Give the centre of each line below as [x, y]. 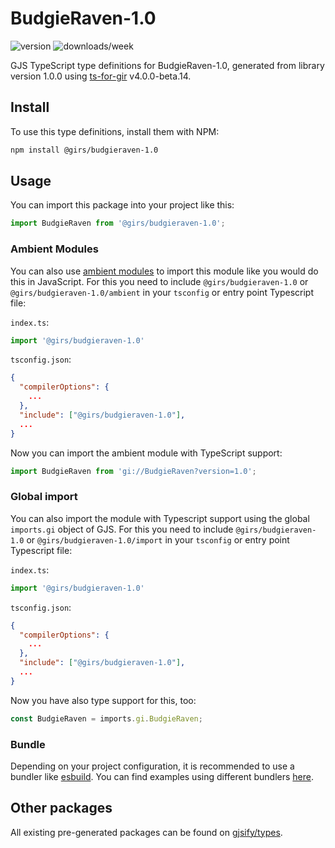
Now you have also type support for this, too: [103, 700]
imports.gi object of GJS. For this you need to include [122, 529]
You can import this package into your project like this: [122, 205]
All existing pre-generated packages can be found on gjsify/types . [146, 832]
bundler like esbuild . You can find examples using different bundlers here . [162, 776]
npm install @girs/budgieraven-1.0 [84, 150]
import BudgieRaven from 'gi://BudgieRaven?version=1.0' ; [133, 471]
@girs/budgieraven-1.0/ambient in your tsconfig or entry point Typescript [162, 292]
